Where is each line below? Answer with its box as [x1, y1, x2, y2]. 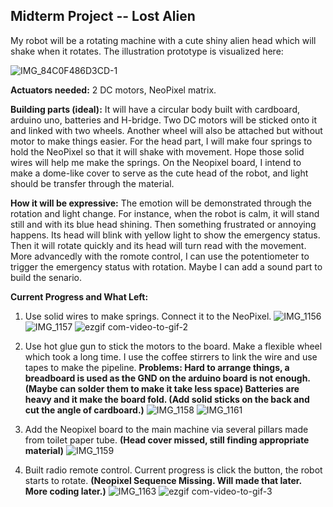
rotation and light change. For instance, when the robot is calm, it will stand [10, 207, 320, 219]
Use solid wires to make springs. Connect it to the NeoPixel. [24, 310, 272, 322]
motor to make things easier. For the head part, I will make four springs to [10, 135, 313, 147]
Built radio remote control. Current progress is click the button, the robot [24, 464, 323, 476]
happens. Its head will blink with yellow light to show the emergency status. [10, 229, 321, 241]
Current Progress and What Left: [10, 290, 149, 303]
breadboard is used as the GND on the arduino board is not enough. [24, 372, 311, 384]
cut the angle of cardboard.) [24, 404, 145, 416]
